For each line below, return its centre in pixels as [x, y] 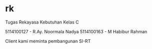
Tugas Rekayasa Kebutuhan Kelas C [42, 22]
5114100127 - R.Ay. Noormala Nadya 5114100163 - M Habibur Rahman [76, 31]
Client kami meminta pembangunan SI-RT [48, 41]
